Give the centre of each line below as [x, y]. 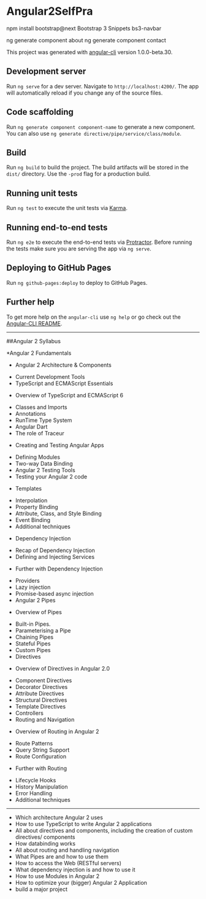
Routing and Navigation [45, 719]
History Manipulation [42, 787]
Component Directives [44, 680]
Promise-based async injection [54, 593]
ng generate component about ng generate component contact [86, 40]
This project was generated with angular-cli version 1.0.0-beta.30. [90, 52]
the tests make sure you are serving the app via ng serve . [79, 249]
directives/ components [45, 837]
